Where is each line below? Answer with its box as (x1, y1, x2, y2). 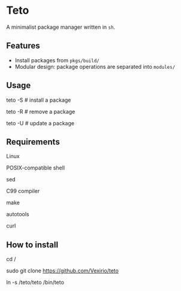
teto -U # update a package (6, 119, 75, 126)
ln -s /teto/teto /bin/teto (6, 279, 65, 286)
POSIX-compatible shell (6, 164, 65, 171)
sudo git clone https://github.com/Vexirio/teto (6, 267, 119, 274)
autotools (6, 211, 29, 218)
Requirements (6, 137, 60, 147)
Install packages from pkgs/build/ (14, 56, 100, 63)
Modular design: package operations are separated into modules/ (14, 63, 176, 70)
